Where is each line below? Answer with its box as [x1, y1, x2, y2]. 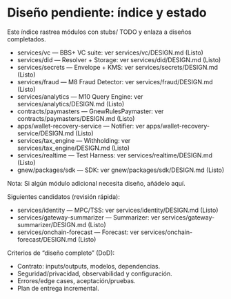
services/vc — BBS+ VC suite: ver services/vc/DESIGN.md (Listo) [17, 48, 203, 57]
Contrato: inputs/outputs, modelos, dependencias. [17, 262, 161, 270]
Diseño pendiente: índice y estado [7, 5, 207, 21]
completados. [7, 35, 46, 43]
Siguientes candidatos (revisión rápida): [7, 192, 121, 201]
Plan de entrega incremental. [17, 284, 99, 292]
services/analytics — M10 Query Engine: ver [17, 92, 143, 101]
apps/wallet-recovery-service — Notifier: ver [17, 122, 145, 130]
